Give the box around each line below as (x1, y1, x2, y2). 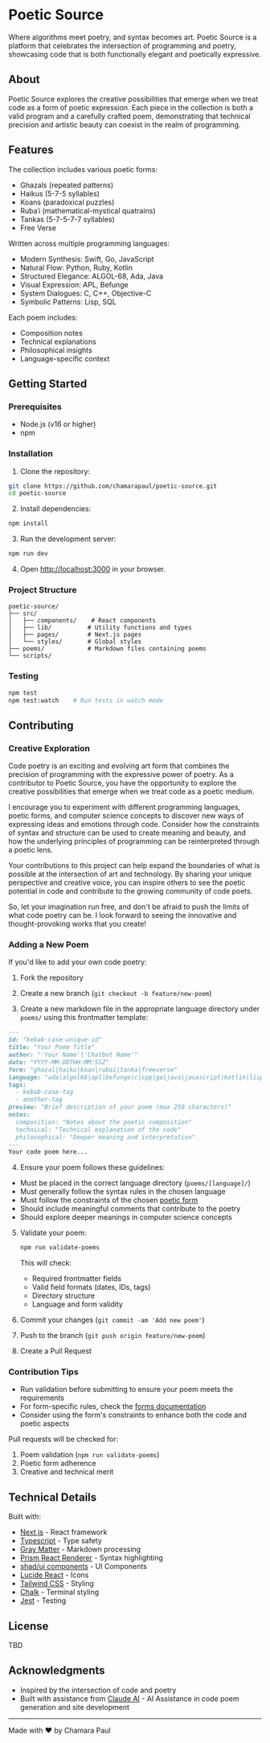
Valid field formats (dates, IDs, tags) (31, 1282, 151, 1292)
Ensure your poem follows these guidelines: (19, 1163, 166, 1172)
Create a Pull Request (19, 1346, 92, 1356)
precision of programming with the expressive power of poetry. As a (8, 770, 235, 779)
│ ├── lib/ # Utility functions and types (8, 624, 193, 632)
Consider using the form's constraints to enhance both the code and (19, 1411, 247, 1420)
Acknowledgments (8, 1664, 106, 1678)
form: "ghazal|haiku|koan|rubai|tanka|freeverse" (8, 1065, 178, 1074)
